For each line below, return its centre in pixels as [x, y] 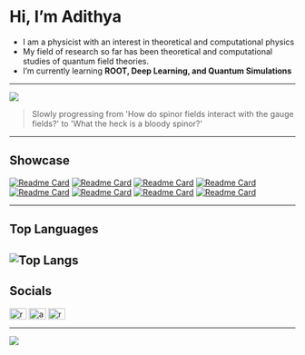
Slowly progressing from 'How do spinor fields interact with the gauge [162, 113]
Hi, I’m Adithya [66, 17]
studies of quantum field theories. [86, 61]
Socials [31, 291]
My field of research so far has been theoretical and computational [148, 51]
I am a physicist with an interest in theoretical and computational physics [158, 42]
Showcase [40, 161]
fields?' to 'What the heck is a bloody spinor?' [117, 123]
